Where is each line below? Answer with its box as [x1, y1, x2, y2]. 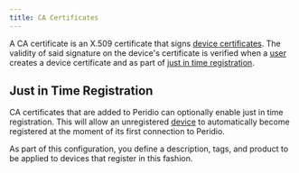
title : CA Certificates [9, 13, 99, 23]
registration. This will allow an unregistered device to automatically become [9, 116, 291, 127]
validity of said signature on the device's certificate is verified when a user [9, 47, 287, 59]
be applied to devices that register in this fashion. [9, 153, 193, 164]
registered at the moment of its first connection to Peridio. [9, 126, 226, 137]
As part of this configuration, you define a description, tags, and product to [9, 143, 289, 154]
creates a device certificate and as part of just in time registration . [9, 57, 255, 68]
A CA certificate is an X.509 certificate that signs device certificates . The [9, 38, 282, 49]
